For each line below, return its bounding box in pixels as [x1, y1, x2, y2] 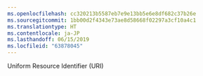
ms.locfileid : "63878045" [7, 43, 83, 50]
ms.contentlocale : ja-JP [7, 29, 80, 37]
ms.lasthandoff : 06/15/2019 [7, 36, 90, 43]
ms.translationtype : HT [7, 23, 77, 30]
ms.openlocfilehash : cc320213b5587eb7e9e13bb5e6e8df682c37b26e [7, 10, 197, 17]
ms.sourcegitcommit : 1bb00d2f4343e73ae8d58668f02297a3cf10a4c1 [7, 17, 197, 24]
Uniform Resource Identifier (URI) [7, 62, 104, 70]
